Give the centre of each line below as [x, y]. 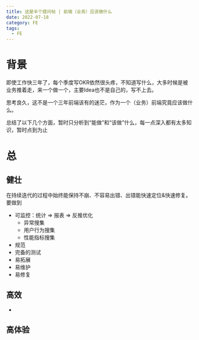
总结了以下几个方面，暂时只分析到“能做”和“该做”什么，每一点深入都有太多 [96, 123]
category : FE [22, 23]
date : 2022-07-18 [28, 17]
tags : [13, 28]
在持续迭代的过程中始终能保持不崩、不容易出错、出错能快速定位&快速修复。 [99, 195]
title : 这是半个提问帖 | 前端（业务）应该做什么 [59, 12]
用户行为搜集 [39, 230]
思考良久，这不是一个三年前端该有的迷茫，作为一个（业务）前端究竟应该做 [97, 103]
